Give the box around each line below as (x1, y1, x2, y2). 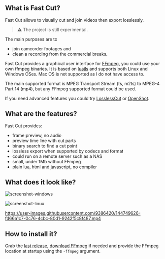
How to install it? (5, 229, 58, 238)
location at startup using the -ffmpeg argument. (5, 248, 101, 254)
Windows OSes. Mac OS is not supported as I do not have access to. (5, 71, 145, 77)
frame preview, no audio (12, 132, 62, 138)
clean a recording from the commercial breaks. (12, 51, 108, 57)
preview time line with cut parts (12, 138, 76, 144)
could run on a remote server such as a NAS (12, 153, 102, 159)
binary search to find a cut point (12, 143, 77, 148)
